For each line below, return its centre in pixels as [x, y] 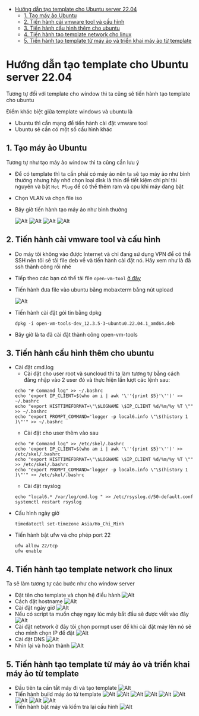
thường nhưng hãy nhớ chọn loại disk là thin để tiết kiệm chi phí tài [96, 180]
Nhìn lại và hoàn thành [42, 646]
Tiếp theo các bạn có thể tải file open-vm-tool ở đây [78, 278]
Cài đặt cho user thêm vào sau [61, 433]
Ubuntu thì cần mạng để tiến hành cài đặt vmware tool [81, 123]
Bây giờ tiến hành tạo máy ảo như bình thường [71, 209]
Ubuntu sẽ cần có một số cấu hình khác [64, 129]
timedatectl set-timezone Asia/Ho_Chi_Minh [70, 524]
